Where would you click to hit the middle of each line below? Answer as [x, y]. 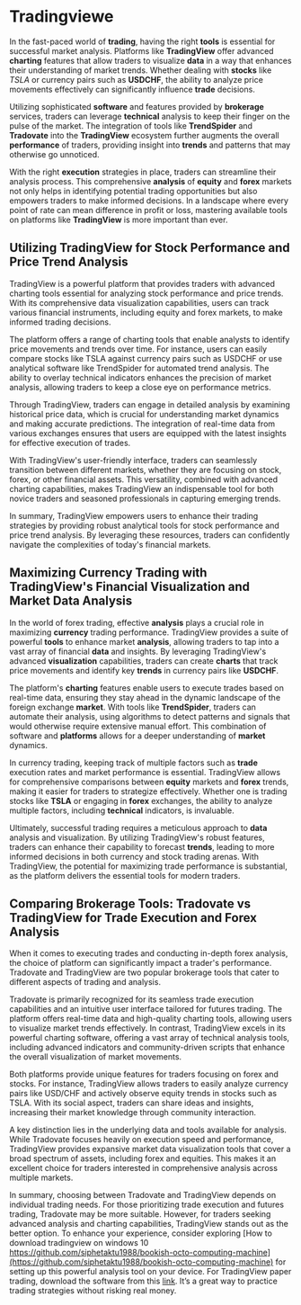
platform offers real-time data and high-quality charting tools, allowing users [150, 1019]
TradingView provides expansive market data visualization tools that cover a [150, 1149]
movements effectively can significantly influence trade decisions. [133, 89]
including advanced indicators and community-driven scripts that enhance [147, 1047]
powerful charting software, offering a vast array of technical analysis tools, [150, 1038]
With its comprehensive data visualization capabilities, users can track [139, 302]
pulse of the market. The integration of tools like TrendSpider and [131, 125]
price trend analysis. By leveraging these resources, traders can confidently [150, 535]
